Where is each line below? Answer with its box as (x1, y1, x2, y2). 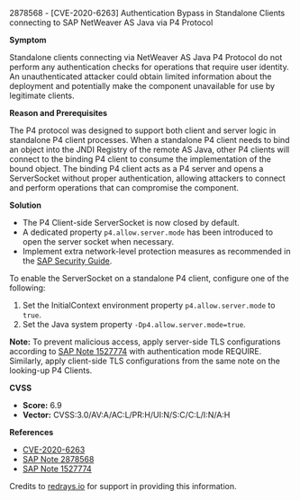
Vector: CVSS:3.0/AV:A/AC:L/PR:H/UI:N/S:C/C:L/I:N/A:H (22, 409, 231, 420)
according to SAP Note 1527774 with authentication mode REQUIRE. (9, 346, 262, 356)
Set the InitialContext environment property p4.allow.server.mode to (22, 300, 276, 310)
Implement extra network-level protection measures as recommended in (22, 246, 291, 256)
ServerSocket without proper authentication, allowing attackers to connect (9, 173, 286, 183)
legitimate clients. (9, 90, 75, 101)
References (9, 427, 54, 437)
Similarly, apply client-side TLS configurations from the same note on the (9, 355, 281, 366)
